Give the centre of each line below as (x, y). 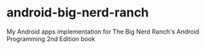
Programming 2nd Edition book (51, 38)
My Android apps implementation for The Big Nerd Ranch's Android (103, 32)
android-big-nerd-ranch (78, 13)
